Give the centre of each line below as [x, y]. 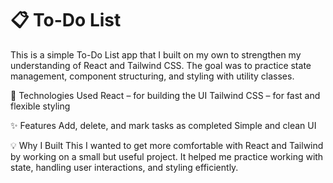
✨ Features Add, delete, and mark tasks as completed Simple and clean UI [163, 125]
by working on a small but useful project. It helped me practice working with [167, 156]
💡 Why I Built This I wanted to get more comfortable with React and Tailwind [167, 145]
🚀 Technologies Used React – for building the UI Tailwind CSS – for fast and [165, 95]
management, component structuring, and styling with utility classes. [152, 76]
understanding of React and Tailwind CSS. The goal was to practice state [161, 65]
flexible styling [40, 106]
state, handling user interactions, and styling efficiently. [124, 167]
